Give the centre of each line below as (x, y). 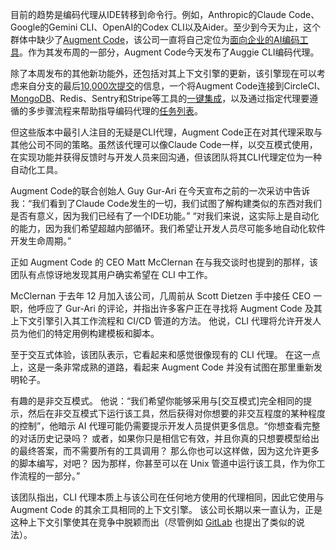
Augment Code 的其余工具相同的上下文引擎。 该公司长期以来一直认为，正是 (166, 509)
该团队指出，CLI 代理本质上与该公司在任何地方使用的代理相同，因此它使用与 (167, 497)
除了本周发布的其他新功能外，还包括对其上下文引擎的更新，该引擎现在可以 (163, 73)
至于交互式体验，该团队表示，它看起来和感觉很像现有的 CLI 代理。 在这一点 (165, 354)
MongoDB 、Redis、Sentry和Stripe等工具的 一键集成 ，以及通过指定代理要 (160, 98)
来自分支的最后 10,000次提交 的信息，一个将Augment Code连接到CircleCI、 (172, 86)
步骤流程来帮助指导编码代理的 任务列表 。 (119, 111)
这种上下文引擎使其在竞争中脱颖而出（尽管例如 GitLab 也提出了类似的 (153, 522)
